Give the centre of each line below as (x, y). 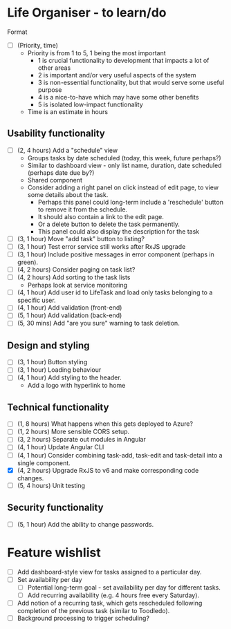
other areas (54, 68)
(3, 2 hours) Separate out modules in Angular (82, 440)
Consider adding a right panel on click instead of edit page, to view (123, 187)
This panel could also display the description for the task (119, 231)
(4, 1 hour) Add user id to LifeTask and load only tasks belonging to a (115, 292)
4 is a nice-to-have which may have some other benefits (118, 97)
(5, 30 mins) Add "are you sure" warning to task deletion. (98, 323)
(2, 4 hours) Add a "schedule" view (67, 150)
